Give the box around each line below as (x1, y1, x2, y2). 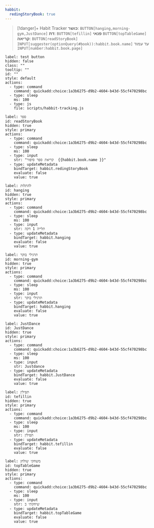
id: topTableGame (5, 463, 40, 468)
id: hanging (5, 188, 29, 193)
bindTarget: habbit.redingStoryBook (14, 166, 89, 171)
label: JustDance (5, 321, 40, 326)
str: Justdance (14, 364, 45, 369)
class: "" (5, 63, 25, 68)
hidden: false (5, 59, 34, 63)
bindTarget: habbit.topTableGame (14, 510, 82, 515)
